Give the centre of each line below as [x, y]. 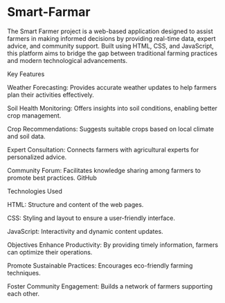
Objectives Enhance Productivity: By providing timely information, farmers [113, 245]
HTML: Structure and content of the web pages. [75, 204]
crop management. [34, 116]
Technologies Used [35, 191]
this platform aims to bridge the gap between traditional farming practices [112, 53]
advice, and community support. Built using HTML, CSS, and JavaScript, [111, 46]
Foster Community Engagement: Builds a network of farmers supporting [110, 286]
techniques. [24, 273]
